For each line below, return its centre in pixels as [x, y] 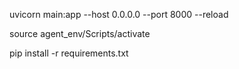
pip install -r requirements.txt [69, 53]
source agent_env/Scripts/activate [80, 33]
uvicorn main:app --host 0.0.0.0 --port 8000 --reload [119, 14]
